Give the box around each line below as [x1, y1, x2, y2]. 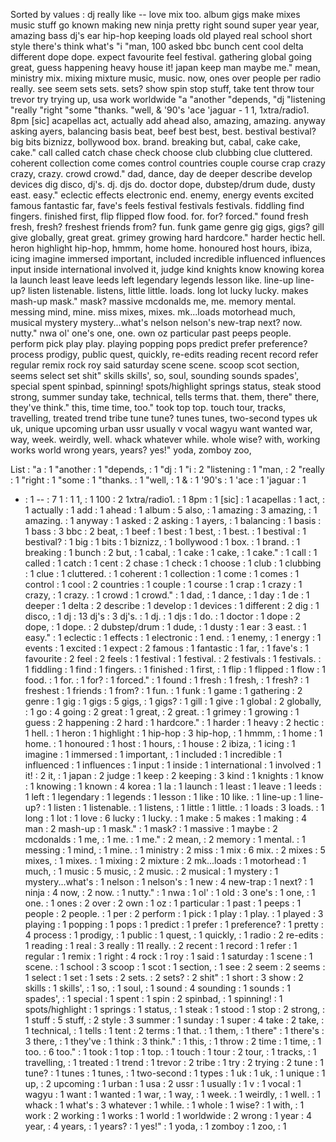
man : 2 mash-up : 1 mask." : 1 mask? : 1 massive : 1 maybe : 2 [24, 823, 278, 834]
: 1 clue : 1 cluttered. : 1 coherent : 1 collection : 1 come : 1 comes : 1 [24, 568, 300, 579]
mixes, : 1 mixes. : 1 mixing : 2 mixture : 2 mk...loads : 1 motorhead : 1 [24, 855, 307, 866]
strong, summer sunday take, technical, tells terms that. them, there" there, [10, 391, 320, 403]
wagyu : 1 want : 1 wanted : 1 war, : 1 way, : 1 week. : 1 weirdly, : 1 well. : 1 [24, 1089, 321, 1100]
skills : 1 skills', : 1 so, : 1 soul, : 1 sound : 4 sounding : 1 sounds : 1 [24, 982, 292, 994]
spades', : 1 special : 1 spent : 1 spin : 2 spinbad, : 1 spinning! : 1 [24, 993, 283, 1004]
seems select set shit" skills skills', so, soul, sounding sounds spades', [10, 370, 299, 381]
